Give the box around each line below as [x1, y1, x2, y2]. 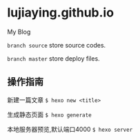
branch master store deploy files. [7, 54, 100, 63]
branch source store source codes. [7, 41, 106, 49]
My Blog [7, 28, 31, 36]
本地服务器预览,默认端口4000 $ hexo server [7, 125, 133, 133]
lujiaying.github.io [7, 5, 114, 21]
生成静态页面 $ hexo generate [7, 110, 92, 119]
